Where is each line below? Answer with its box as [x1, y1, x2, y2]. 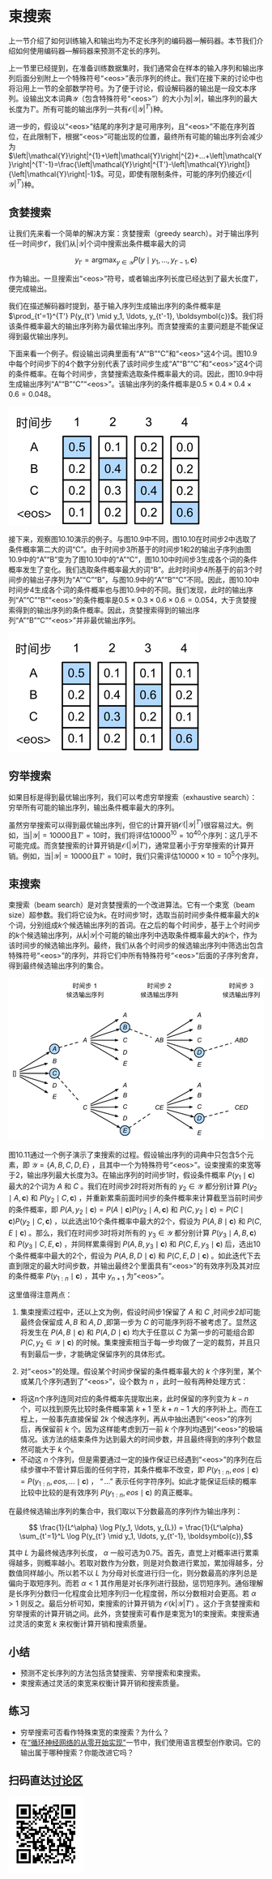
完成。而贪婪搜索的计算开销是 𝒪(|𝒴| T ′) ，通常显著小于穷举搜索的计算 [22, 841, 248, 850]
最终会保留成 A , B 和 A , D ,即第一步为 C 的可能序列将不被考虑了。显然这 [19, 1318, 257, 1327]
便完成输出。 [8, 283, 51, 293]
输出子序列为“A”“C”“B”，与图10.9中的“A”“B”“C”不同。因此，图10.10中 [29, 574, 260, 584]
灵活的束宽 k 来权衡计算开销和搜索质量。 [15, 1619, 151, 1629]
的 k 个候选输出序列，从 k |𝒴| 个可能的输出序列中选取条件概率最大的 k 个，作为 [8, 931, 257, 940]
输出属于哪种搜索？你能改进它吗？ [19, 1748, 134, 1757]
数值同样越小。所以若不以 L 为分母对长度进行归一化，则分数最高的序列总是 [8, 1568, 257, 1578]
